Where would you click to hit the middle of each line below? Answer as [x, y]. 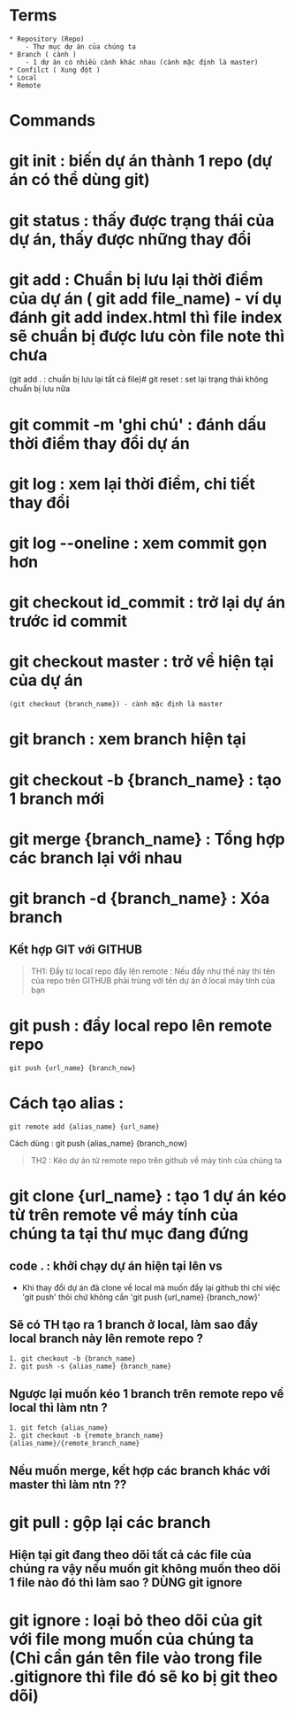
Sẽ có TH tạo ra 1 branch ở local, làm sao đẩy [134, 1324]
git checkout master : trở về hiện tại [141, 662]
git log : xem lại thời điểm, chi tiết [132, 484]
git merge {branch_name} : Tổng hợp [147, 839]
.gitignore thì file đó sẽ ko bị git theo [144, 1677]
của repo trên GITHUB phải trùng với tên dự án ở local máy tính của [153, 980]
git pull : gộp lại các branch [110, 1522]
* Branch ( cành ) [43, 54]
